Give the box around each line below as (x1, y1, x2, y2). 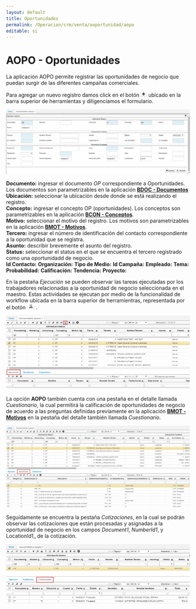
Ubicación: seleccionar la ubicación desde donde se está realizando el (6, 192, 177, 199)
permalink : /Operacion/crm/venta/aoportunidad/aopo (6, 22, 134, 27)
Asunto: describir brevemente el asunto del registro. (6, 242, 132, 249)
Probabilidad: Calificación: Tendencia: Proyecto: (6, 267, 127, 274)
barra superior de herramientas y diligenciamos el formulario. (6, 98, 153, 105)
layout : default (6, 9, 45, 15)
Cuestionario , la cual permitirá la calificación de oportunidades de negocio (6, 401, 185, 409)
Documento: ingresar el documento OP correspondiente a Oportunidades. (6, 180, 185, 187)
